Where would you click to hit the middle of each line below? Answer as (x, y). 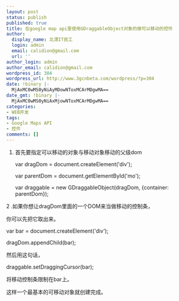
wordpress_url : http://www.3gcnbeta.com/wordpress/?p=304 (80, 79)
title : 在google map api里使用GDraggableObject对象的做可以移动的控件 (89, 28)
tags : (13, 118)
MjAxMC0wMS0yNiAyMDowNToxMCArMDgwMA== (60, 90)
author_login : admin (32, 62)
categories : (21, 106)
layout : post (23, 12)
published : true (26, 23)
